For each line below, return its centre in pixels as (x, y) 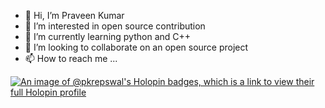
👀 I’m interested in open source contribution (115, 26)
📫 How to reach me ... (71, 58)
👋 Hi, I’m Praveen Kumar (74, 15)
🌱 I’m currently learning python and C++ (108, 36)
